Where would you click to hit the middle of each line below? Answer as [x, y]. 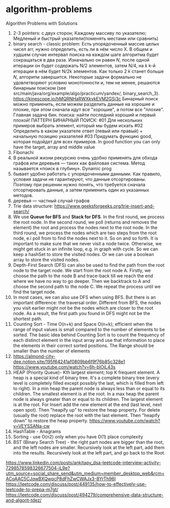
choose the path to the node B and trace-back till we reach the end [83, 276]
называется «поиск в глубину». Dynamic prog [62, 168]
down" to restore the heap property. [51, 421]
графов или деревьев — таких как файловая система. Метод [79, 163]
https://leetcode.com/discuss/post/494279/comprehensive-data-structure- [85, 495]
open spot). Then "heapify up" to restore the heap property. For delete [87, 410]
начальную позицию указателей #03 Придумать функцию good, [82, 136]
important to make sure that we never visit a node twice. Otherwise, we [87, 243]
